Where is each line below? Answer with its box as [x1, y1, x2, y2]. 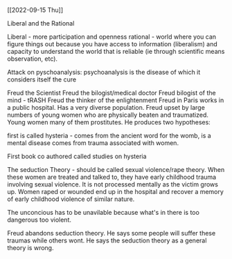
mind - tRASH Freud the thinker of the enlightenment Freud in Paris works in [7, 96, 224, 104]
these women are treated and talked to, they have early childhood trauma [7, 173, 217, 181]
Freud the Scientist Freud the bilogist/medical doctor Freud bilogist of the [7, 89, 216, 97]
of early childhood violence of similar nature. [7, 195, 135, 203]
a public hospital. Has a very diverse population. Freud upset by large [7, 104, 206, 111]
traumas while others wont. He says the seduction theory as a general [7, 236, 207, 244]
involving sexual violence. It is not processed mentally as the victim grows [7, 180, 218, 189]
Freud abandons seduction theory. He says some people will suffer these [7, 229, 216, 237]
